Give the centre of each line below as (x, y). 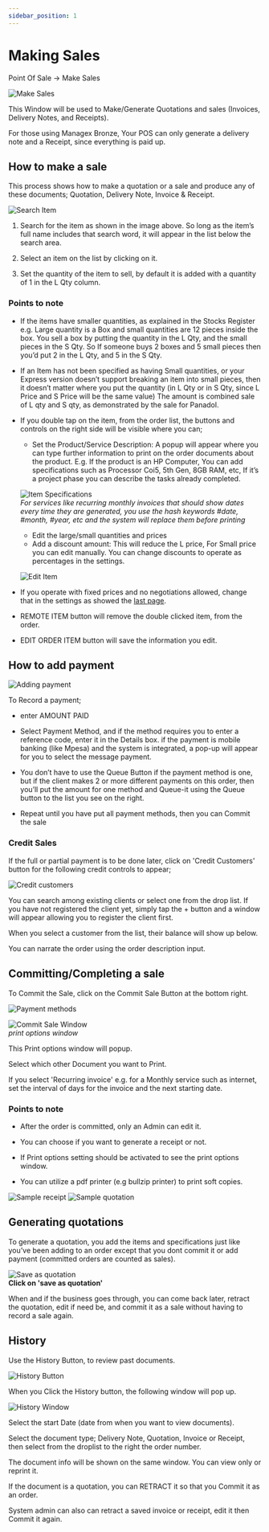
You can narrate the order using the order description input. (107, 948)
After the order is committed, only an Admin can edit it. (111, 1126)
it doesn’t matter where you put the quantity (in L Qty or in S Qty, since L (140, 387)
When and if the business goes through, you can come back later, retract (129, 1298)
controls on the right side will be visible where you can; (111, 429)
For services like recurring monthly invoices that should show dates (132, 502)
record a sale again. (41, 1315)
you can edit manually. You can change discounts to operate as (137, 552)
